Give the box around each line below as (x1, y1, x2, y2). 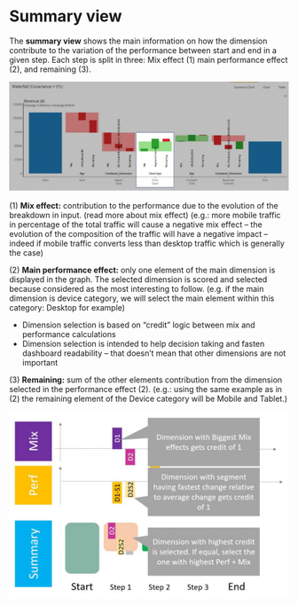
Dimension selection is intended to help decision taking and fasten (21, 339, 265, 350)
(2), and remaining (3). (9, 64, 91, 75)
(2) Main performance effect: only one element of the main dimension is (9, 264, 276, 276)
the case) (9, 248, 44, 258)
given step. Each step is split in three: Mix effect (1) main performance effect (9, 54, 288, 65)
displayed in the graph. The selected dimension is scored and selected (9, 274, 268, 285)
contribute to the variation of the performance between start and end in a (9, 44, 278, 55)
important (21, 358, 59, 368)
